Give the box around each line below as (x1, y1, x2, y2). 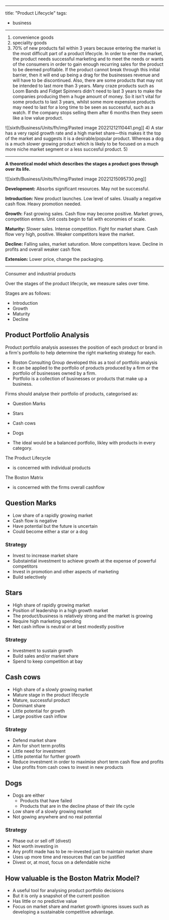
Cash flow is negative (12, 518, 57, 524)
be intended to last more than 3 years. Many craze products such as (12, 83, 154, 88)
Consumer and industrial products (5, 271, 76, 277)
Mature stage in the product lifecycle (12, 692, 89, 698)
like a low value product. (12, 115, 63, 121)
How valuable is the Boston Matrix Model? (5, 874, 140, 883)
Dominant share (12, 702, 46, 708)
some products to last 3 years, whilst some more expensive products (12, 99, 156, 105)
